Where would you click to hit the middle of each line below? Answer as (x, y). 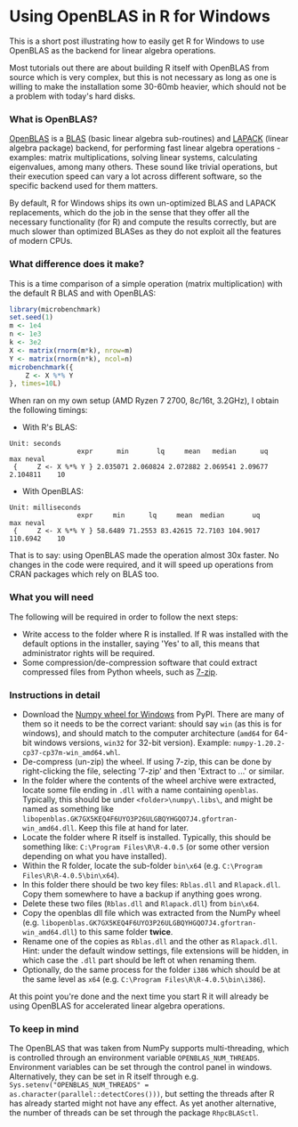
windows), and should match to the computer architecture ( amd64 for (147, 733)
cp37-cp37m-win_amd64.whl (70, 753)
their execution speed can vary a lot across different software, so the (136, 176)
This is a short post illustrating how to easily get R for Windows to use (137, 41)
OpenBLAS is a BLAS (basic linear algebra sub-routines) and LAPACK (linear (149, 139)
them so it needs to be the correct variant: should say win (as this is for (152, 724)
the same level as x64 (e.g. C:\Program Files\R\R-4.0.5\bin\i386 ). (144, 979)
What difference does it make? (77, 264)
